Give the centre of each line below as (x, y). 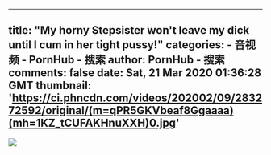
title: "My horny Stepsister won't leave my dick (129, 30)
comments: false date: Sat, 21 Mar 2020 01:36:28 (135, 73)
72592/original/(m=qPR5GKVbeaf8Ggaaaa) (121, 110)
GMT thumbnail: (50, 86)
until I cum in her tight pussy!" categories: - (120, 45)
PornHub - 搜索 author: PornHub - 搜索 (127, 60)
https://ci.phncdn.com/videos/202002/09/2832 (137, 98)
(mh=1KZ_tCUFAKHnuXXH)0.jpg (92, 123)
